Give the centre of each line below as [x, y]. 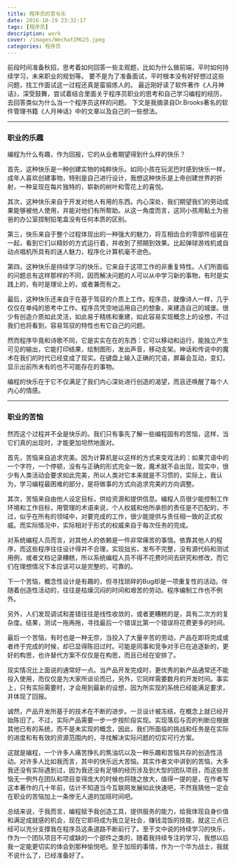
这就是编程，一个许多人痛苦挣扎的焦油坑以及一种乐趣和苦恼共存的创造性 [112, 752]
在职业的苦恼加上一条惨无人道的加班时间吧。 [72, 796]
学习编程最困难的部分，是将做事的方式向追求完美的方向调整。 [109, 484]
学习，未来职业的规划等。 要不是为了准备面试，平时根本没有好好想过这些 [119, 76]
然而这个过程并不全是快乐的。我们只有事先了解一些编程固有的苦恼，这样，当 [118, 433]
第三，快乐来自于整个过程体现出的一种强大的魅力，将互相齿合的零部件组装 [115, 234]
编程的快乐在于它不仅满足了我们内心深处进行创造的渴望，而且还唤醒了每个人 [118, 382]
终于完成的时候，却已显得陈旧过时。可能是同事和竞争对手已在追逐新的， [118, 646]
